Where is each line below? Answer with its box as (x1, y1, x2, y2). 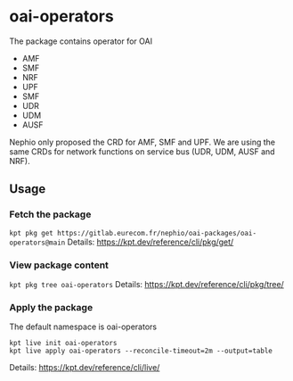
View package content (9, 259, 110, 271)
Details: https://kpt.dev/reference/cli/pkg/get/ (67, 236, 234, 247)
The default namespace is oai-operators (9, 321, 158, 332)
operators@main (9, 238, 66, 247)
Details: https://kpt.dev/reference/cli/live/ (9, 362, 160, 373)
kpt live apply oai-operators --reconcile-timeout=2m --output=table (9, 346, 273, 356)
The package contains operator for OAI (9, 36, 153, 46)
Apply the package (9, 301, 94, 313)
